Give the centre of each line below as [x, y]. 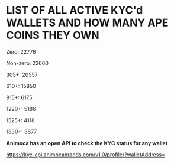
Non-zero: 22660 [28, 63]
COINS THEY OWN [53, 35]
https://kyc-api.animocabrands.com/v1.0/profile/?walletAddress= [86, 155]
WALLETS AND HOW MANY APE [87, 23]
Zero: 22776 [21, 51]
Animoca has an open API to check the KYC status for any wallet [87, 143]
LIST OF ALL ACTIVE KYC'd [75, 10]
